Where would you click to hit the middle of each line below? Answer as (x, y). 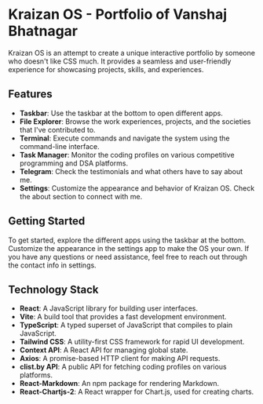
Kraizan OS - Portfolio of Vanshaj (118, 15)
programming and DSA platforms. (73, 163)
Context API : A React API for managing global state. (104, 350)
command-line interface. (59, 146)
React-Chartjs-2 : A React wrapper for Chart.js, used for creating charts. (137, 392)
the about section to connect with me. (81, 196)
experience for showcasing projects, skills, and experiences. (106, 69)
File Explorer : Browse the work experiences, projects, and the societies (135, 121)
